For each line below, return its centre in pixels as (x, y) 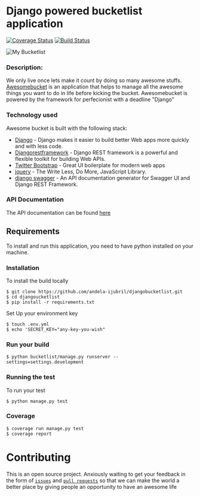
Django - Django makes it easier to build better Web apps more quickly (102, 139)
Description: (24, 67)
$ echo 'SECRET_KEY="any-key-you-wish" (56, 329)
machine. (18, 252)
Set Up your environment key (42, 313)
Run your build (28, 344)
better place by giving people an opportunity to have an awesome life (92, 486)
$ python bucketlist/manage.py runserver (59, 357)
